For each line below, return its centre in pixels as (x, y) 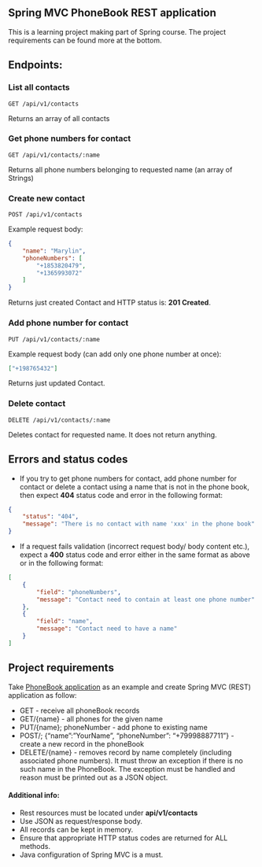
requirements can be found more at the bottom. (85, 40)
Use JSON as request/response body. (81, 821)
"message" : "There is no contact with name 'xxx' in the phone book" (139, 524)
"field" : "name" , (65, 622)
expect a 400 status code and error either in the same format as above (135, 555)
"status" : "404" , (51, 517)
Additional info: (34, 795)
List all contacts (39, 87)
